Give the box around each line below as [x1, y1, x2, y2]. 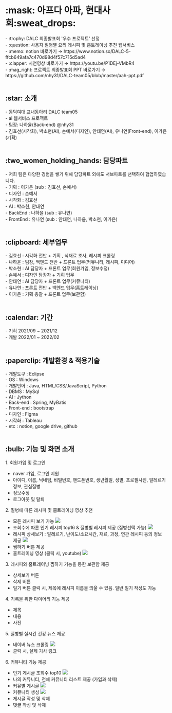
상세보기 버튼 [12, 572, 40, 578]
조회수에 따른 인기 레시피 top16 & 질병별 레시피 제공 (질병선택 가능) [12, 524, 147, 530]
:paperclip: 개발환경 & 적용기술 [5, 356, 100, 365]
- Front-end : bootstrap [5, 405, 54, 411]
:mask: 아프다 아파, [5, 5, 84, 16]
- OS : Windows [5, 377, 39, 383]
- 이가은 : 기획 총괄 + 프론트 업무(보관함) [5, 291, 86, 297]
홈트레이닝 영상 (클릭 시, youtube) [12, 550, 82, 556]
